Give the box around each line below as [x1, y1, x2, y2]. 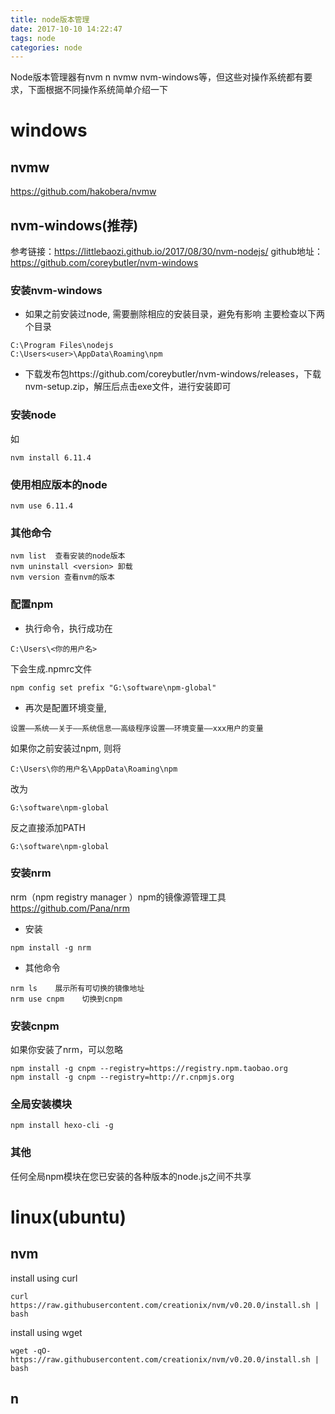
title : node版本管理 [10, 14, 90, 25]
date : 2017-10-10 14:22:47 [10, 24, 123, 34]
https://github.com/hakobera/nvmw [10, 186, 157, 198]
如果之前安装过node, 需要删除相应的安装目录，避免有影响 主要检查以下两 [24, 308, 326, 320]
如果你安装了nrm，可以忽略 [10, 1044, 124, 1056]
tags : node [10, 33, 56, 43]
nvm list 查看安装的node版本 [10, 551, 126, 561]
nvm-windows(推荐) [10, 217, 139, 234]
